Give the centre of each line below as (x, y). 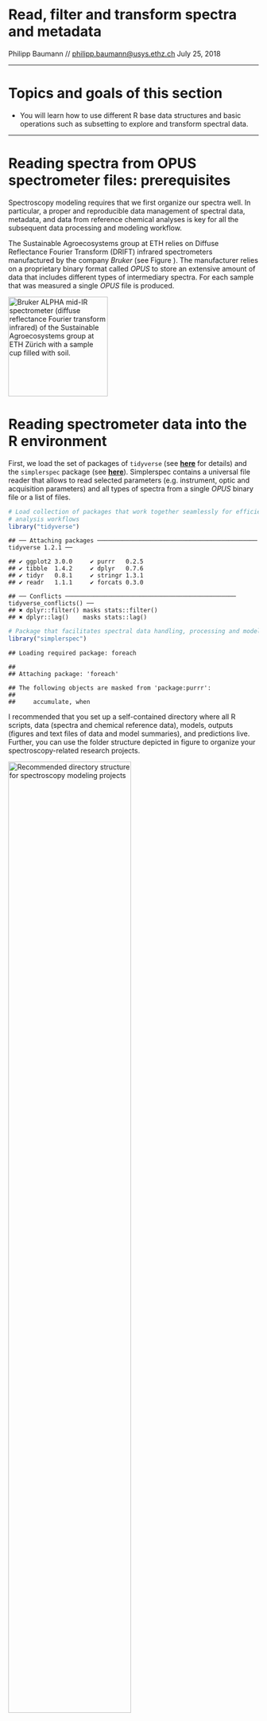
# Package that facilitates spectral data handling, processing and (124, 632)
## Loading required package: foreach (72, 653)
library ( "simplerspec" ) (48, 639)
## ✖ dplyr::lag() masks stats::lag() (78, 618)
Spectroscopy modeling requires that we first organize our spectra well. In (130, 202)
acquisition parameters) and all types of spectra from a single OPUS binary (131, 488)
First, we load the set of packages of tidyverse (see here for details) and (128, 463)
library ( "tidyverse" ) (44, 526)
